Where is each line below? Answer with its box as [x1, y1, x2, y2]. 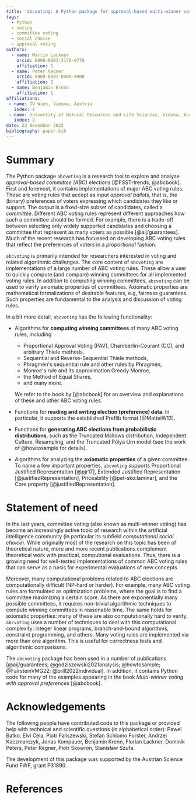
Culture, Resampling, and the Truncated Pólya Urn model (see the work [14, 438, 187, 445]
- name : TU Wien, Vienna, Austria [8, 101, 93, 107]
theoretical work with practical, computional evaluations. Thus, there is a [6, 551, 181, 558]
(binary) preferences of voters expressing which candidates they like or [6, 197, 178, 205]
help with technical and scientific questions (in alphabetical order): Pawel [6, 725, 182, 732]
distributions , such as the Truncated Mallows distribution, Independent [14, 432, 187, 439]
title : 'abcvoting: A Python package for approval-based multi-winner [6, 8, 181, 15]
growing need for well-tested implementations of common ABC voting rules [6, 558, 188, 565]
